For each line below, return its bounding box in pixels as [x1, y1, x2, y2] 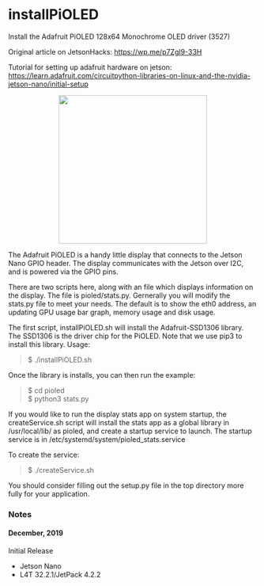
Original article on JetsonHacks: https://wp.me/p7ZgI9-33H [8, 47, 202, 56]
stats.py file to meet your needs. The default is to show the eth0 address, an [8, 299, 257, 308]
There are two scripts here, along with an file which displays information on [8, 282, 254, 291]
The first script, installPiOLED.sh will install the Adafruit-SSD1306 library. [8, 322, 244, 332]
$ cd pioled [27, 386, 65, 395]
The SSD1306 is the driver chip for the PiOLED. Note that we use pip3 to [8, 331, 243, 341]
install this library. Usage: [8, 339, 91, 349]
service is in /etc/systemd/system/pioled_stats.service [8, 434, 186, 444]
